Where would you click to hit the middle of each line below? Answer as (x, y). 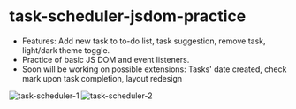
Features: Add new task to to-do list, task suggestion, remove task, (144, 41)
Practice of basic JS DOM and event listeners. (106, 59)
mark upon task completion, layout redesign (102, 78)
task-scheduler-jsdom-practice (128, 16)
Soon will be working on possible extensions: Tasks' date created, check (154, 69)
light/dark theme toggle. (66, 50)
